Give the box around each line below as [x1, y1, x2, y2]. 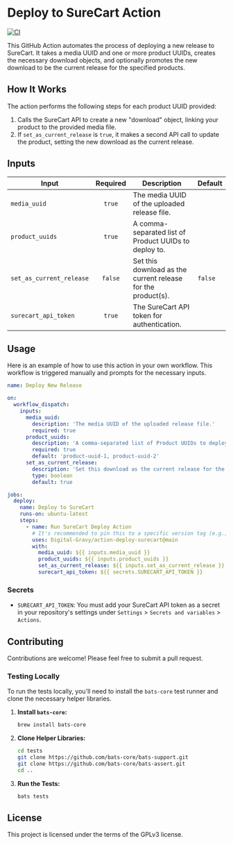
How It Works [7, 83, 67, 95]
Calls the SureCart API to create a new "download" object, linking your [17, 115, 218, 124]
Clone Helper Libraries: [17, 734, 86, 742]
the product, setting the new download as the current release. [17, 137, 194, 146]
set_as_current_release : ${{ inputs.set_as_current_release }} [37, 562, 225, 569]
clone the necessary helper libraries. [7, 694, 112, 703]
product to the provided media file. [17, 123, 116, 131]
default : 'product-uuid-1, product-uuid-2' [32, 453, 159, 460]
